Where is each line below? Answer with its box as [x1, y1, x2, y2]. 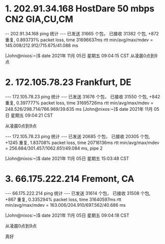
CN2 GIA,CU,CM [5, 13, 73, 25]
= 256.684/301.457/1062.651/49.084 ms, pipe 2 [5, 145, 103, 151]
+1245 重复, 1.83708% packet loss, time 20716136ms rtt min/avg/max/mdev [5, 140, 160, 146]
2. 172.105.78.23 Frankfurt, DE [5, 77, 132, 88]
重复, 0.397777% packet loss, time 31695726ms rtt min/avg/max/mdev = [5, 100, 154, 106]
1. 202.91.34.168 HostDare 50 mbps [5, 3, 155, 14]
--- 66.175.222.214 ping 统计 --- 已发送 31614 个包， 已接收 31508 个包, [5, 190, 151, 196]
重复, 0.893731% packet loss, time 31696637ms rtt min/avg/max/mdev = [5, 37, 153, 43]
